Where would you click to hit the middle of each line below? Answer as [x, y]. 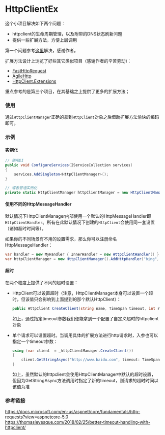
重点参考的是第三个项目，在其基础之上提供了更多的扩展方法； [68, 91]
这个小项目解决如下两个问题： [35, 23]
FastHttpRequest [29, 70]
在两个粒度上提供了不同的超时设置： [42, 282]
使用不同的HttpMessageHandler [38, 204]
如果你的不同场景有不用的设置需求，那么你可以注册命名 [61, 239]
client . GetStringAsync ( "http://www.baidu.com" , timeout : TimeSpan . [92, 360]
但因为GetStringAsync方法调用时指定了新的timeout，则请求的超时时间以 [85, 381]
